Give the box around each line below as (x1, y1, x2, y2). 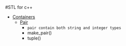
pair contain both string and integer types (27, 25, 122, 30)
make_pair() (27, 30, 52, 35)
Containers (12, 14, 35, 19)
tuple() (27, 35, 41, 41)
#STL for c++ (5, 4, 33, 10)
